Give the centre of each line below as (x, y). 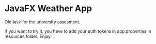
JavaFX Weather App (48, 8)
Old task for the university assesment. (42, 22)
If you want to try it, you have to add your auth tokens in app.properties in (78, 31)
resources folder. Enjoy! (28, 36)
